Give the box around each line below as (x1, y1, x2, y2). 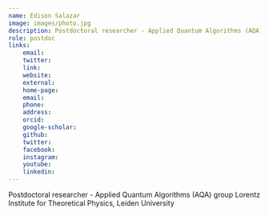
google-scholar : (22, 123, 78, 131)
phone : (22, 101, 45, 109)
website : (22, 71, 52, 79)
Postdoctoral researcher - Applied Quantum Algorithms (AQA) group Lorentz (8, 190, 260, 199)
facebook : (22, 146, 56, 154)
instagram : (22, 153, 59, 161)
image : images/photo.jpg (8, 19, 91, 27)
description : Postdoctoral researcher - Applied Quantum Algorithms (8, 26, 242, 34)
